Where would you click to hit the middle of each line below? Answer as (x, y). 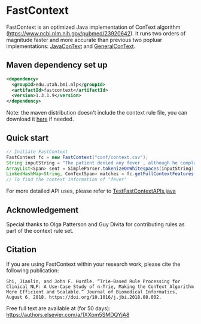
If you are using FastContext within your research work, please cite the (93, 264)
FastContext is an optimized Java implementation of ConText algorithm (93, 27)
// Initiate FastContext (37, 151)
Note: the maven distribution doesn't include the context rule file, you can (97, 113)
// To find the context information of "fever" (67, 180)
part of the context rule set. (40, 231)
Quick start (28, 138)
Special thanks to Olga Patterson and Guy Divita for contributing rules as (95, 224)
